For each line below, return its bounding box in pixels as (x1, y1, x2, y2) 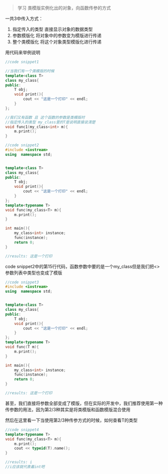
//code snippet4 (5, 427, 39, 432)
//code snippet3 (5, 280, 39, 285)
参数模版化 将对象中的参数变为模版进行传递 (12, 33, 101, 38)
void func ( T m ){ (5, 344, 39, 349)
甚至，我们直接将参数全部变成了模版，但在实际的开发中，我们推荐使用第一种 (5, 400, 163, 406)
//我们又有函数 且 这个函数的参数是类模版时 (5, 115, 85, 120)
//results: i (5, 459, 32, 465)
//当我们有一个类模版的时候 (5, 68, 55, 73)
